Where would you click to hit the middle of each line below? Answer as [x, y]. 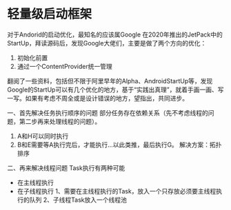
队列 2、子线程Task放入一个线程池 [78, 200]
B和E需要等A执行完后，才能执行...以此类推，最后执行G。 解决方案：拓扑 [119, 145]
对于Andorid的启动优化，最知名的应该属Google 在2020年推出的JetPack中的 [115, 34]
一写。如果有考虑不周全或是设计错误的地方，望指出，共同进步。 [98, 98]
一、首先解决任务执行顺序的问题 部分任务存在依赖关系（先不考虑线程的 [108, 113]
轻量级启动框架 [50, 14]
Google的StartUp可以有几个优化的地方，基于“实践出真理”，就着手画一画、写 [115, 90]
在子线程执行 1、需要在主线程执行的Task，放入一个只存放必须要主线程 [117, 191]
